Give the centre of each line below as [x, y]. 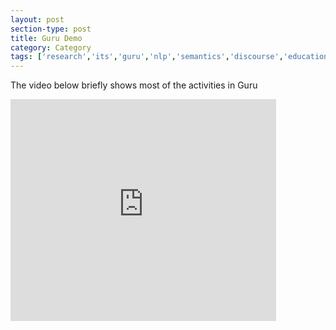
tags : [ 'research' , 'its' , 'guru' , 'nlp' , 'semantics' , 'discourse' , [147, 57]
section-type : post [51, 29]
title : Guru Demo [46, 38]
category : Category [51, 47]
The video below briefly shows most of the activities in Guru [134, 85]
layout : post [37, 19]
